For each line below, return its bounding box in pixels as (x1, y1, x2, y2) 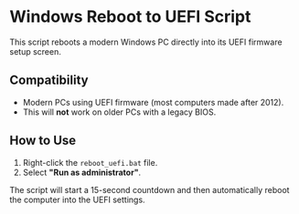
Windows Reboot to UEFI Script (9, 6, 251, 27)
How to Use (9, 133, 77, 148)
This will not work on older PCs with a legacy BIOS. (22, 107, 217, 117)
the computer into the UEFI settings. (9, 194, 145, 205)
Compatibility (9, 73, 89, 88)
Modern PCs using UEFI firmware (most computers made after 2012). (22, 97, 284, 107)
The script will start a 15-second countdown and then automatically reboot (9, 184, 290, 195)
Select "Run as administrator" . (22, 167, 142, 178)
